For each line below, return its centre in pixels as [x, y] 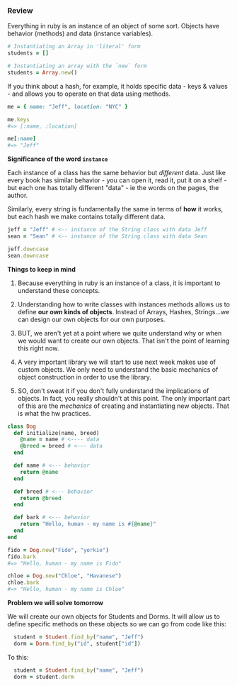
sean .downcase [28, 255]
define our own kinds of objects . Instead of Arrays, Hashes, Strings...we [123, 311]
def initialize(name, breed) [57, 433]
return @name [39, 472]
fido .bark [22, 557]
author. [18, 195]
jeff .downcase [28, 249]
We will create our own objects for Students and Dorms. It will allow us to [114, 616]
